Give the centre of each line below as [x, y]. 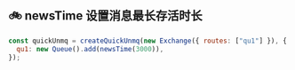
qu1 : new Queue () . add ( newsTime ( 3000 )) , [90, 49]
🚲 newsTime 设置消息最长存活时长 [105, 16]
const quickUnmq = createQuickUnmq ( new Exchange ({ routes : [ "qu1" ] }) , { [148, 41]
